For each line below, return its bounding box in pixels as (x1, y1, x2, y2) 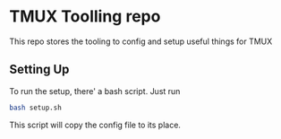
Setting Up (9, 62, 70, 77)
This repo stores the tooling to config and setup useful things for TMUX (9, 36, 273, 47)
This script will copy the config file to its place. (9, 119, 182, 130)
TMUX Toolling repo (9, 6, 161, 27)
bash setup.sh (9, 103, 63, 112)
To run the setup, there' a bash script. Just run (9, 85, 181, 96)
